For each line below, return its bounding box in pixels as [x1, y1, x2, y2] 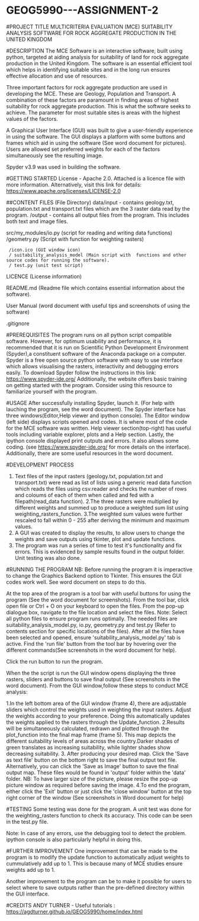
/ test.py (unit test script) [8, 262, 84, 268]
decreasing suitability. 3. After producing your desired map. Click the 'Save [6, 750, 189, 757]
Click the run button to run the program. [6, 658, 104, 665]
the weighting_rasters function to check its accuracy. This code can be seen [6, 811, 192, 819]
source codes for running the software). [6, 257, 110, 263]
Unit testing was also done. [14, 554, 82, 561]
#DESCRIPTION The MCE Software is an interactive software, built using [6, 47, 183, 54]
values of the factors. [6, 115, 58, 122]
